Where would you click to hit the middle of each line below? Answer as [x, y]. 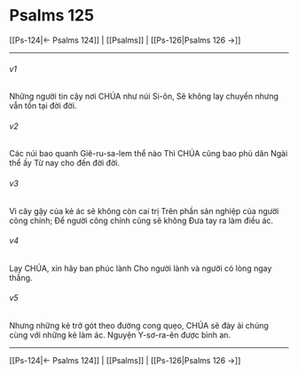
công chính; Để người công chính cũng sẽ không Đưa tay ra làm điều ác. [141, 220]
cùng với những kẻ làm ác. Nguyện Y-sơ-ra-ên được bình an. [120, 335]
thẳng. [21, 277]
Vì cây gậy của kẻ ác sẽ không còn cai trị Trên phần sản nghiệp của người [144, 211]
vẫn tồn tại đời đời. [43, 106]
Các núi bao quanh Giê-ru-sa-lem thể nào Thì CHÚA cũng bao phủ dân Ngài [149, 154]
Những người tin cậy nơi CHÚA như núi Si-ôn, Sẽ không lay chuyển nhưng [144, 96]
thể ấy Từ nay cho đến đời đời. [64, 163]
